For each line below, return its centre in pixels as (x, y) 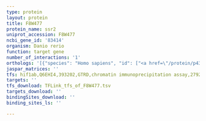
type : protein (25, 12)
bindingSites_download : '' (41, 97)
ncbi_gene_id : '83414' (35, 40)
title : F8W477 (25, 23)
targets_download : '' (34, 92)
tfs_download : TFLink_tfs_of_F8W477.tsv (59, 86)
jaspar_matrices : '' (33, 69)
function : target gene (35, 52)
